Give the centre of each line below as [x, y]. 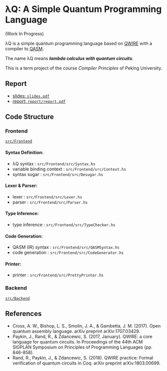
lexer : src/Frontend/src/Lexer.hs [47, 196]
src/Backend [17, 298]
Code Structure [29, 117]
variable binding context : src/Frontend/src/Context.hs [69, 169]
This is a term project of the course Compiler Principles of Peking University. [84, 68]
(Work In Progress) [24, 33]
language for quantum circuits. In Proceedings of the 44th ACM [78, 341]
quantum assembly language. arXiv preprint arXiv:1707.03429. [76, 331]
